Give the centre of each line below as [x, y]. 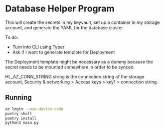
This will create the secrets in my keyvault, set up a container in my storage [82, 22]
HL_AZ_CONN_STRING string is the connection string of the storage [75, 76]
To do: [12, 37]
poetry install [21, 118]
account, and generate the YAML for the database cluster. [65, 27]
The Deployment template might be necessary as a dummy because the [79, 62]
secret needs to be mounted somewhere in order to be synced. [70, 67]
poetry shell [19, 114]
